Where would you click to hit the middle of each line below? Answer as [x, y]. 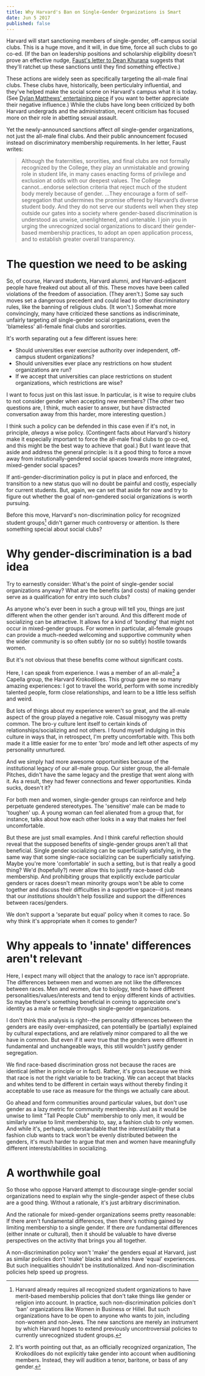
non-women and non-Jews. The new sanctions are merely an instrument [106, 1322]
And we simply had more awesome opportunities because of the [88, 761]
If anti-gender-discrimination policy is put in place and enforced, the [92, 477]
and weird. [20, 699]
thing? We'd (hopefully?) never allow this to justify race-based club [91, 870]
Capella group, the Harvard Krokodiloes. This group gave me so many [94, 679]
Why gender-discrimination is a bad [99, 554]
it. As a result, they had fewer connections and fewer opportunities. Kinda [99, 781]
